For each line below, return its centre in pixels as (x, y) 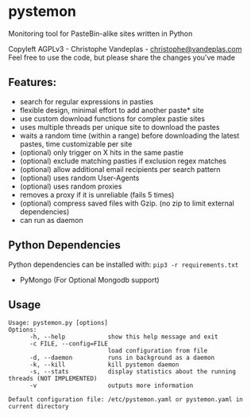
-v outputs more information (111, 386)
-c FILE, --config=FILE (69, 344)
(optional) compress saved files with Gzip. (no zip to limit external (127, 203)
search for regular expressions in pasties (87, 101)
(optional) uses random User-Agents (79, 178)
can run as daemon (51, 220)
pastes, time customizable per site (76, 144)
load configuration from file (158, 351)
